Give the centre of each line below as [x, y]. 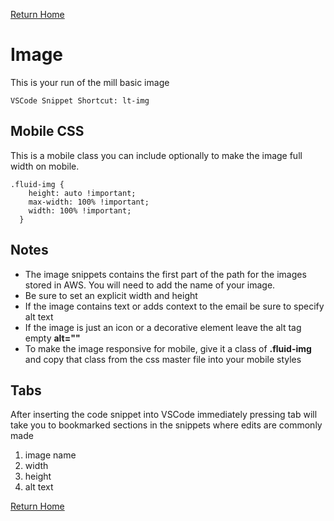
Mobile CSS [47, 131]
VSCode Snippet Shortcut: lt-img [80, 100]
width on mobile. [45, 166]
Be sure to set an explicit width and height [111, 295]
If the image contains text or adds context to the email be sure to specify [174, 306]
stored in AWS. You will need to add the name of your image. [150, 285]
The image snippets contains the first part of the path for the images [165, 274]
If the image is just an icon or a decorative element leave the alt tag [163, 327]
